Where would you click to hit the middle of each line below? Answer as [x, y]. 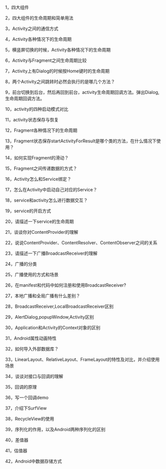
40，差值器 [17, 440]
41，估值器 [16, 451]
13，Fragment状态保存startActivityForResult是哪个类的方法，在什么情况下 [81, 141]
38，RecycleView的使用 [30, 419]
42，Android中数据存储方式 [34, 461]
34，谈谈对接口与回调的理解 [34, 376]
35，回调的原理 [21, 387]
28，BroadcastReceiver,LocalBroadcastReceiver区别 [59, 306]
